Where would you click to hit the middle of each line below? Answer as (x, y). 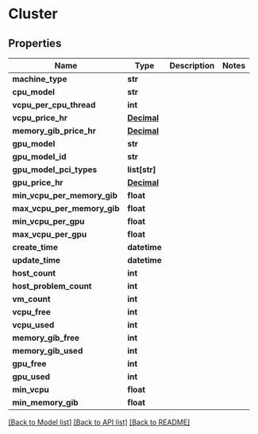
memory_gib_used (48, 351)
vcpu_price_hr (40, 118)
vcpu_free (32, 312)
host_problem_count (52, 286)
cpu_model (34, 92)
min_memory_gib (45, 403)
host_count (34, 273)
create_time (35, 247)
